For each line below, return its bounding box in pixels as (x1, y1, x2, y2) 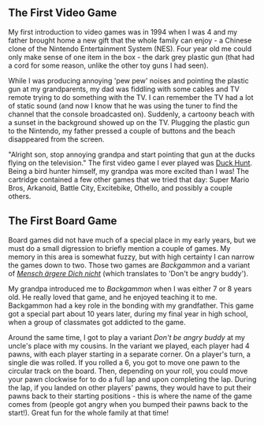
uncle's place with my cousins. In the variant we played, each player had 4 (8, 341, 250, 350)
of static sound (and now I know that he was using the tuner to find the (8, 101, 238, 110)
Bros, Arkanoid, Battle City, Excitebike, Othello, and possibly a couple (8, 183, 232, 192)
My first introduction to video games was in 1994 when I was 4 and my (8, 27, 238, 36)
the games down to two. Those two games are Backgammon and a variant (8, 260, 251, 270)
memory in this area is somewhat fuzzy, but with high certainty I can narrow (8, 252, 255, 261)
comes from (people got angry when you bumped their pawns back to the (8, 399, 248, 408)
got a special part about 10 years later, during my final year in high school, (8, 309, 248, 318)
